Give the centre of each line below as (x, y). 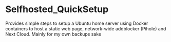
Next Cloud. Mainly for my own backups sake (53, 34)
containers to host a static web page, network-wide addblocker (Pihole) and (86, 28)
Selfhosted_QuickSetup (57, 9)
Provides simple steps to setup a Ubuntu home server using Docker (77, 23)
